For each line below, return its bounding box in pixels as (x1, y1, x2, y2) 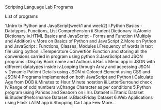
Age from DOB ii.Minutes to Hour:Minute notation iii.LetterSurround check (5, 79, 152, 85)
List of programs (5, 14, 38, 19)
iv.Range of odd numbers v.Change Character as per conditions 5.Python (5, 84, 151, 90)
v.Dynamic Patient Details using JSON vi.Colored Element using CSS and (5, 69, 150, 74)
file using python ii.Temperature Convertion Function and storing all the (5, 48, 147, 54)
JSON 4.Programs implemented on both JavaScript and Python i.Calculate (5, 74, 154, 80)
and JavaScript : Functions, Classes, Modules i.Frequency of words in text (5, 43, 153, 49)
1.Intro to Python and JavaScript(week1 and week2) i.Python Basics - (5, 23, 143, 28)
